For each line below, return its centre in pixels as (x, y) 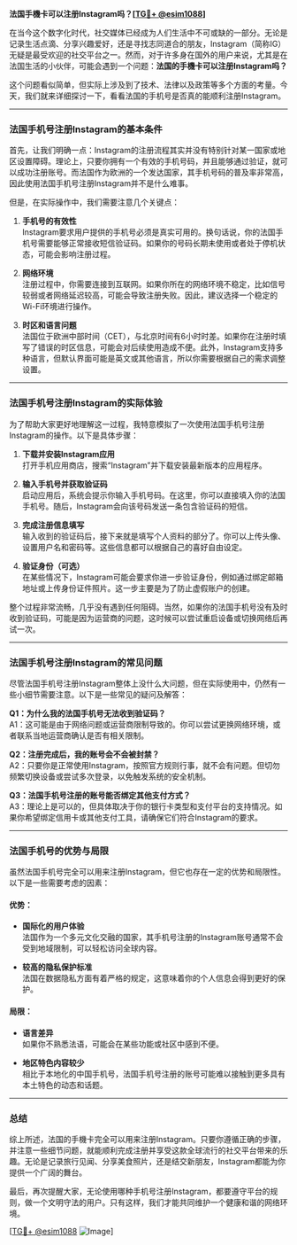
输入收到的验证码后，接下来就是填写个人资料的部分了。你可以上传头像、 (153, 536)
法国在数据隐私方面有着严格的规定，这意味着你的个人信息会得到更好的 (150, 978)
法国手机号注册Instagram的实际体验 (86, 403)
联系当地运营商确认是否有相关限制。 (82, 735)
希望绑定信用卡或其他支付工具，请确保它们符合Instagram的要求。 (143, 817)
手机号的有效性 (49, 222)
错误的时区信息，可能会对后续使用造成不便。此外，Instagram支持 (156, 347)
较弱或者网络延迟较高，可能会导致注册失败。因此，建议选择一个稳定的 (150, 295)
